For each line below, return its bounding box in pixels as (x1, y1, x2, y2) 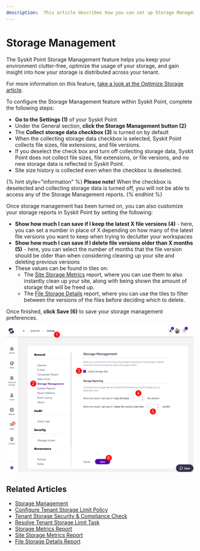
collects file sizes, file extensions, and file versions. (14, 141, 141, 148)
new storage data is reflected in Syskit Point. (14, 160, 125, 167)
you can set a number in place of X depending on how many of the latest (14, 227, 193, 234)
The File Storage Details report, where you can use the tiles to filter (23, 290, 189, 297)
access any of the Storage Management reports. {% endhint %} (6, 191, 162, 198)
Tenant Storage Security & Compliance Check (14, 513, 128, 520)
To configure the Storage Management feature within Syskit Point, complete (6, 98, 192, 105)
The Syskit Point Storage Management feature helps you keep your (6, 55, 171, 63)
